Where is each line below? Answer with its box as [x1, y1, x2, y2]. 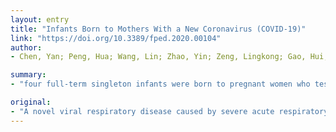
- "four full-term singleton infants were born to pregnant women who [10, 79, 311, 90]
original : [10, 97, 52, 107]
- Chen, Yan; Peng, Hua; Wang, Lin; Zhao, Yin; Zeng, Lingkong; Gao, [10, 52, 307, 62]
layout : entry [10, 14, 70, 25]
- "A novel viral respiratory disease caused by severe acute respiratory [10, 106, 329, 116]
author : [10, 42, 43, 53]
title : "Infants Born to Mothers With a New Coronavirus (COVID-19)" [10, 24, 307, 34]
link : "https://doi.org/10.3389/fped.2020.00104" [10, 33, 222, 43]
